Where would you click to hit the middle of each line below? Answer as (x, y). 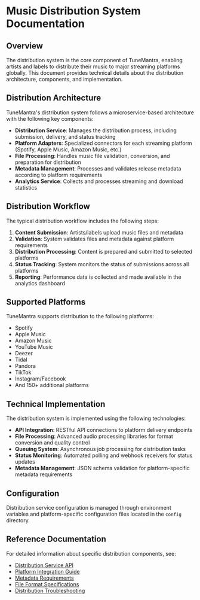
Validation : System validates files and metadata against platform (94, 239)
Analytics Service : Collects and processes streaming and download (99, 181)
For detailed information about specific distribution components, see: (91, 553)
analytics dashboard (40, 283)
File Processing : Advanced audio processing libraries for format (94, 436)
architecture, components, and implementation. (64, 79)
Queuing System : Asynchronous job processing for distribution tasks (100, 449)
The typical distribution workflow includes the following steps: (83, 221)
